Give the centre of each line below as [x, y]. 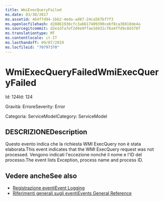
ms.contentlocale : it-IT [31, 38]
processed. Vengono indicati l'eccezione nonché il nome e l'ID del [74, 155]
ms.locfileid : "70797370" [32, 47]
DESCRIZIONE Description [46, 132]
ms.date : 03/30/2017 [27, 15]
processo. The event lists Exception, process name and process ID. [74, 160]
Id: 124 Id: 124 [19, 96]
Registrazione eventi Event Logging [49, 188]
